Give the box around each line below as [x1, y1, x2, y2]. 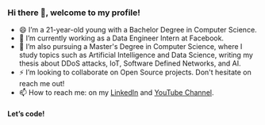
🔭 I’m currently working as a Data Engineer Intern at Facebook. [18, 33, 224, 43]
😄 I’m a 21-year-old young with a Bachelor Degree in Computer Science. [18, 25, 257, 35]
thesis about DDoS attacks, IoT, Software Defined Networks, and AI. [18, 59, 241, 68]
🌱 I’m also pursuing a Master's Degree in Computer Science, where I [18, 42, 243, 51]
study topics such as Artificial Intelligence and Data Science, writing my [18, 51, 253, 60]
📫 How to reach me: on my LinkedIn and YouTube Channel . [18, 88, 214, 97]
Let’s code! [7, 108, 45, 118]
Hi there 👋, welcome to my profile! [7, 7, 140, 18]
